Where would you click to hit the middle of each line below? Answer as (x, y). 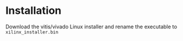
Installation (34, 11)
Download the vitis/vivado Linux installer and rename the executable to (91, 27)
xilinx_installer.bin (32, 32)
